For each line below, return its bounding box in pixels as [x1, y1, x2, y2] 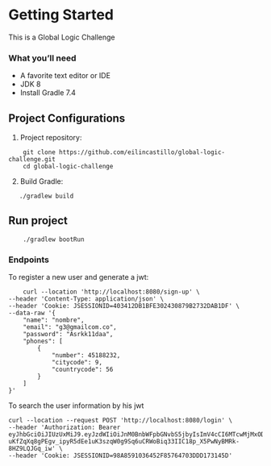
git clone [23, 148, 56, 156]
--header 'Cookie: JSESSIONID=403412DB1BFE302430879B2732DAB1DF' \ [8, 302, 240, 310]
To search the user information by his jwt [8, 401, 144, 410]
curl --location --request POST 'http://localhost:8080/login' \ [8, 417, 232, 425]
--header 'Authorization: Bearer [8, 423, 121, 432]
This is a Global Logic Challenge [8, 32, 115, 42]
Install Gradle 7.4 [19, 88, 77, 98]
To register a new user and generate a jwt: [8, 273, 149, 282]
